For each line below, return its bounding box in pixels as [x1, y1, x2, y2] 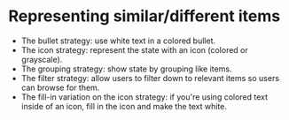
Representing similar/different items [8, 6, 281, 26]
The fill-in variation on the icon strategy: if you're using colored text [20, 91, 268, 102]
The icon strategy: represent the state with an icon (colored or [20, 44, 249, 55]
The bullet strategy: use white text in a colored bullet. [20, 35, 216, 46]
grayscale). [20, 54, 63, 64]
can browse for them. [20, 82, 100, 93]
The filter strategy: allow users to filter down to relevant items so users [20, 72, 280, 83]
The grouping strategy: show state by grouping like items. [20, 64, 232, 74]
